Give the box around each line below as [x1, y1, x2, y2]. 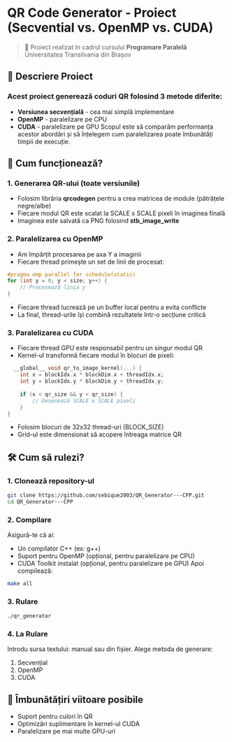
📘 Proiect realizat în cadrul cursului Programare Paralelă [24, 43, 187, 51]
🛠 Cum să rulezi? [7, 451, 85, 463]
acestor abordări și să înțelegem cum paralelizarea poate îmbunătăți [17, 129, 213, 138]
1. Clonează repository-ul [7, 476, 94, 485]
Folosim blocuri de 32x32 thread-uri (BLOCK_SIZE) [17, 423, 164, 431]
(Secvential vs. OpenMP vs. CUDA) [7, 20, 214, 36]
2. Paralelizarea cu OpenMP [7, 234, 103, 244]
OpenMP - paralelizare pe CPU [17, 115, 107, 123]
